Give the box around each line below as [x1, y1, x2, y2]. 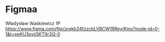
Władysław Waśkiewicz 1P [5, 20, 60, 26]
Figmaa [5, 4, 37, 15]
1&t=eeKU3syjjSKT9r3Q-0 [5, 31, 60, 37]
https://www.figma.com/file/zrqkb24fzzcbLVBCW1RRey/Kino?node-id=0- [5, 25, 160, 31]
